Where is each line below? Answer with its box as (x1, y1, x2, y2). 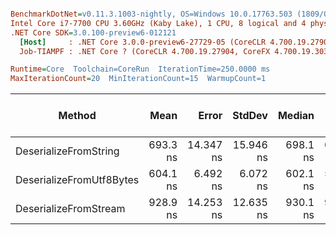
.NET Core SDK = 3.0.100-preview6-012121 (10, 27, 177, 38)
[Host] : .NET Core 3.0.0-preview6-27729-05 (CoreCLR (19, 37, 267, 47)
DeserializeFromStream (15, 202, 126, 216)
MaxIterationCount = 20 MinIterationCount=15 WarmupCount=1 (10, 74, 267, 84)
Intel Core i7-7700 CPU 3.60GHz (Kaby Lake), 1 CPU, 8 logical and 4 (10, 18, 307, 28)
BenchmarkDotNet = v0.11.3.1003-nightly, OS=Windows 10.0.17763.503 (10, 9, 293, 19)
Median (277, 109, 315, 123)
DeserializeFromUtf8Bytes (15, 173, 140, 187)
